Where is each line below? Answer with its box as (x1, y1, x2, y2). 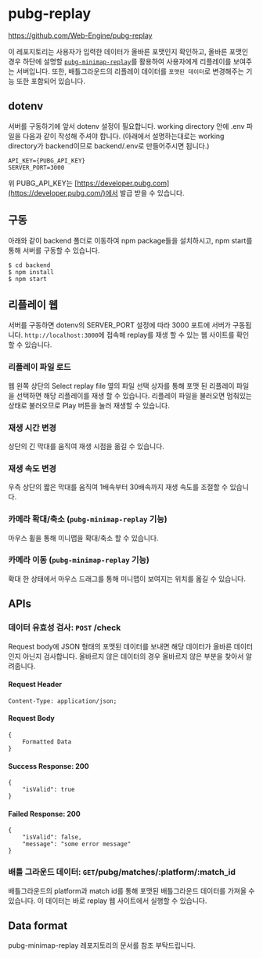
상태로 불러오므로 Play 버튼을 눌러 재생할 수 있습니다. (8, 400, 170, 410)
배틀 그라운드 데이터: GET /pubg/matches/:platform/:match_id (8, 867, 236, 878)
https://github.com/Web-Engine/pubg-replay (8, 31, 153, 40)
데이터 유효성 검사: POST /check (8, 622, 121, 633)
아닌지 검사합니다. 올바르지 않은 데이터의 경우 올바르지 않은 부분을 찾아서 (22, 651, 244, 660)
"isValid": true (22, 786, 76, 794)
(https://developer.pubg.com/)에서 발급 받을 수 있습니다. (8, 188, 186, 197)
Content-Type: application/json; (8, 697, 117, 705)
